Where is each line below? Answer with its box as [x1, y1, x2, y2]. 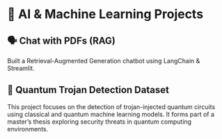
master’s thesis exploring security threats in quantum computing [7, 117, 192, 126]
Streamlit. [7, 64, 35, 72]
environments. [7, 124, 49, 133]
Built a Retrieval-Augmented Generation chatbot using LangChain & [7, 57, 200, 65]
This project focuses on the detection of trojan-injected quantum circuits [7, 102, 216, 111]
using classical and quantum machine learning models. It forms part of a [7, 110, 214, 118]
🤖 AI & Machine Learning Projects [7, 6, 204, 22]
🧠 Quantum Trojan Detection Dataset [7, 84, 169, 96]
